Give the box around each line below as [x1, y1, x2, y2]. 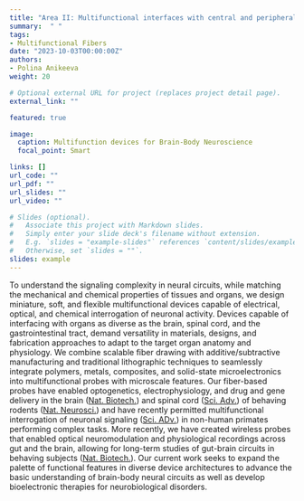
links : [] [9, 163, 47, 172]
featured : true [9, 113, 67, 122]
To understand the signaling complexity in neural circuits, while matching [9, 279, 282, 290]
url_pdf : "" [9, 179, 54, 188]
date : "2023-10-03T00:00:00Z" [9, 47, 124, 56]
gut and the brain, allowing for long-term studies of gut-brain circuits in [9, 442, 275, 453]
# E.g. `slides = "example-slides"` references [9, 238, 201, 247]
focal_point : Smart [17, 147, 91, 156]
